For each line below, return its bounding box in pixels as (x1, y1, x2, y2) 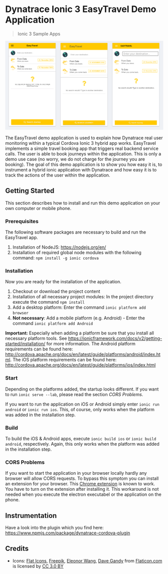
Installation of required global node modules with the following (12, 250, 142, 256)
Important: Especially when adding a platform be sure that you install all (5, 330, 154, 336)
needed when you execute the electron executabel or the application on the (5, 491, 161, 497)
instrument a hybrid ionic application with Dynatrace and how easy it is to (5, 166, 157, 172)
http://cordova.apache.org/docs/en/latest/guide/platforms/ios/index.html (5, 362, 156, 368)
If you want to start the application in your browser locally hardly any (5, 470, 147, 476)
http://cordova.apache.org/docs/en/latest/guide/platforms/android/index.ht (5, 351, 160, 357)
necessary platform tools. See (5, 335, 67, 341)
